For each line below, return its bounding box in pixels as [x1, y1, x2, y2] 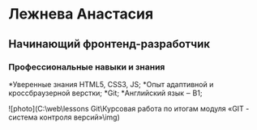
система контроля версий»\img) [8, 112, 120, 122]
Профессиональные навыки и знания [8, 61, 165, 73]
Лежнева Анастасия [8, 5, 154, 23]
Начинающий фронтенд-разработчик [8, 37, 211, 51]
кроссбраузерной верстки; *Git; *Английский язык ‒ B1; [8, 88, 203, 98]
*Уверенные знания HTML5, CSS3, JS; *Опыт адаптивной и [8, 79, 214, 89]
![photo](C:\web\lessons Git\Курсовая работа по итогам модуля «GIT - [8, 103, 250, 113]
